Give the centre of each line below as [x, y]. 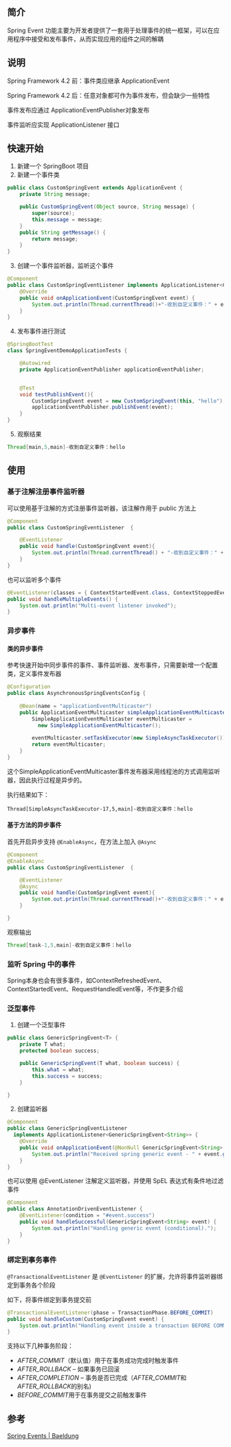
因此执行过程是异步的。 [52, 780]
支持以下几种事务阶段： [40, 1346]
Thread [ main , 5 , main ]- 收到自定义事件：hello [66, 447]
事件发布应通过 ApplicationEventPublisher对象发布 [78, 110]
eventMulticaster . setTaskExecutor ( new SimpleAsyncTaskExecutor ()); [130, 738]
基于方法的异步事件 [34, 825]
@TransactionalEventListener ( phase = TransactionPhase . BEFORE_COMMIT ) [110, 1313]
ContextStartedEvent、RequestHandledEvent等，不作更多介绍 [95, 989]
